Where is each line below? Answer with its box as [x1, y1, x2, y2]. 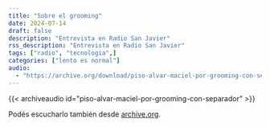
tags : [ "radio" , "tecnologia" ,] [8, 49, 117, 57]
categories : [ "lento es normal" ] [8, 57, 121, 65]
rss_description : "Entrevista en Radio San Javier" [8, 42, 185, 50]
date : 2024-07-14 [8, 19, 67, 27]
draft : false [8, 27, 52, 35]
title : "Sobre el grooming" [8, 11, 103, 20]
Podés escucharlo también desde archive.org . [8, 109, 161, 119]
